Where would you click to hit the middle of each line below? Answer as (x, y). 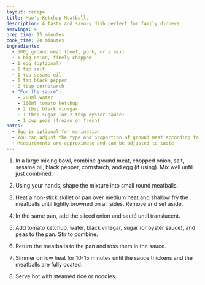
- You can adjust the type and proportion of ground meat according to (106, 138)
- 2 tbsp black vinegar (48, 109)
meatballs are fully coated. (49, 264)
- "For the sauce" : (37, 92)
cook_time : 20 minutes (35, 40)
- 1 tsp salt (29, 69)
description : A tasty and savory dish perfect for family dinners (93, 23)
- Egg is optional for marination (56, 132)
